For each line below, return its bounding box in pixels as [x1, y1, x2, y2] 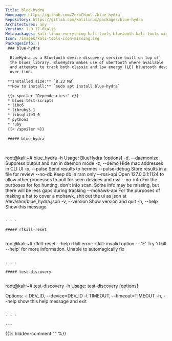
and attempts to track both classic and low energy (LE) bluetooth [10, 65, 157, 70]
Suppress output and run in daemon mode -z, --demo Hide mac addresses [5, 160, 164, 166]
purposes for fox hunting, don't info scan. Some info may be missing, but [5, 182, 159, 188]
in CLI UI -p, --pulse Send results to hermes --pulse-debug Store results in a [5, 166, 167, 172]
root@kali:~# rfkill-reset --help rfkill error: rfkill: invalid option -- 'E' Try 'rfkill [5, 241, 166, 247]
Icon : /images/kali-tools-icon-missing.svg [5, 36, 100, 41]
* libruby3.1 [7, 108, 36, 113]
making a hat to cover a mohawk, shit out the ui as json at [5, 193, 127, 199]
